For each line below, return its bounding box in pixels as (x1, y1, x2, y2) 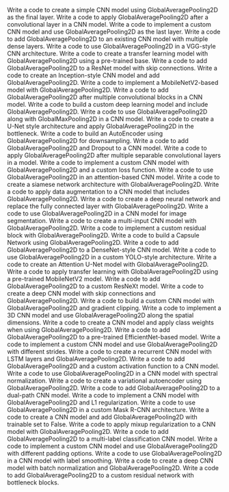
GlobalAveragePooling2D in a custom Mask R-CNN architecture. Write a (7, 406, 210, 413)
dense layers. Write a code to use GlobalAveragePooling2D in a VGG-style (7, 42, 217, 50)
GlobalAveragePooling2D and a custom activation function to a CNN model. (7, 362, 220, 370)
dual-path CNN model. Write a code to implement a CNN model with (7, 391, 200, 399)
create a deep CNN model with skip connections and (7, 289, 156, 297)
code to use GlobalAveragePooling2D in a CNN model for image (7, 209, 187, 218)
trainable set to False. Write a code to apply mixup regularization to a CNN (7, 420, 216, 428)
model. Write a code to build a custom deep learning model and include (7, 101, 208, 108)
